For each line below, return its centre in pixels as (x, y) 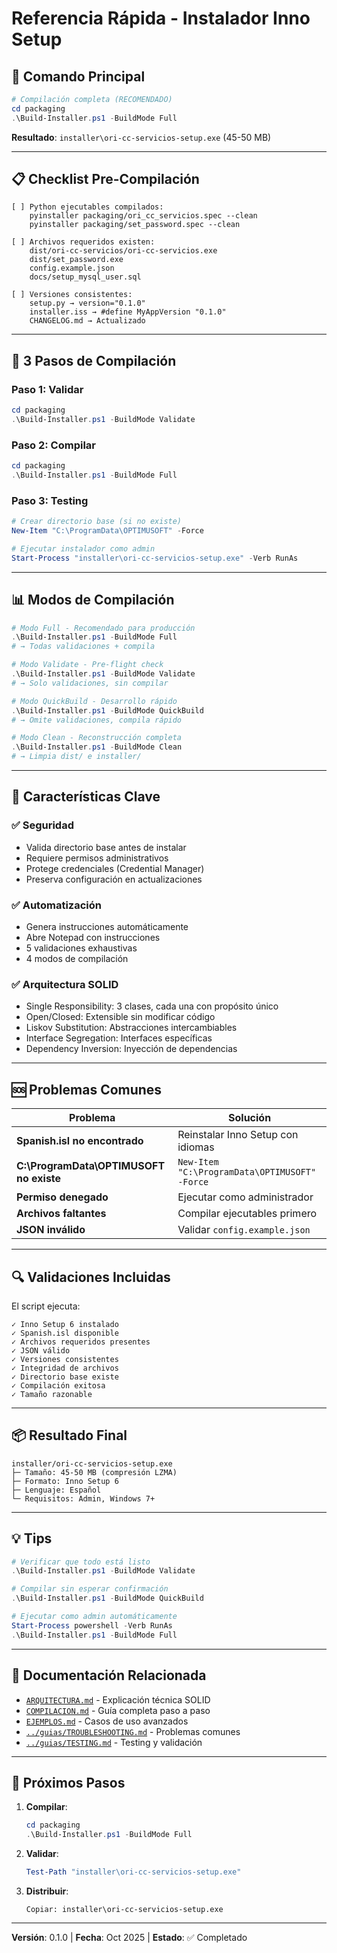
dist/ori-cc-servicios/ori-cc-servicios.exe (123, 251)
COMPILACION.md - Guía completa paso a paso (118, 1710)
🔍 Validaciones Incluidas (91, 1277)
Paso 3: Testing (50, 500)
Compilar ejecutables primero (247, 1214)
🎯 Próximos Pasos (68, 1782)
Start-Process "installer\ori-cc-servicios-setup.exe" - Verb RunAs (155, 558)
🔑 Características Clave (86, 797)
